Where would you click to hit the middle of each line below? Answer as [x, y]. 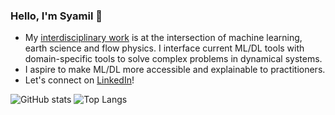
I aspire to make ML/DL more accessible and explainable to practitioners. [175, 70]
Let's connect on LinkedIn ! [79, 80]
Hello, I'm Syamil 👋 [56, 16]
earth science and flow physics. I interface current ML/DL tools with [164, 48]
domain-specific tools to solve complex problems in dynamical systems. [173, 59]
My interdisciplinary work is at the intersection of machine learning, [163, 38]
